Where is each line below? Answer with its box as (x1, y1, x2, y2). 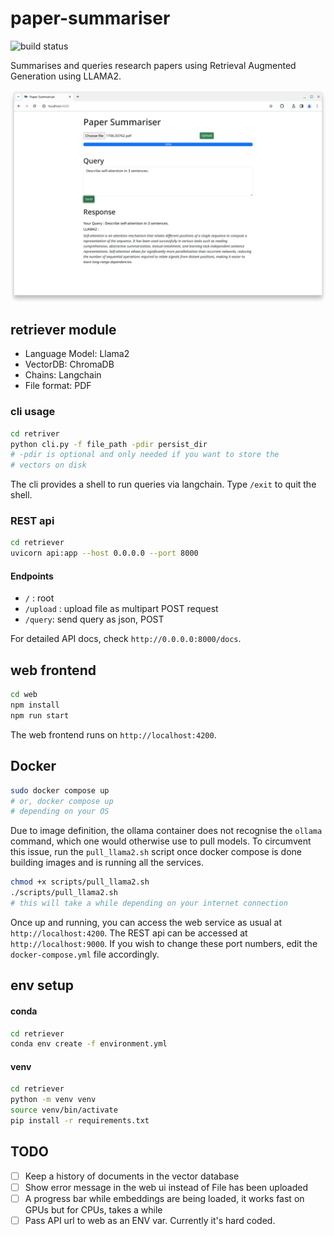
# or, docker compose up (10, 796, 114, 806)
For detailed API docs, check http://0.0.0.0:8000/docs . (10, 633, 242, 645)
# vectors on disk (10, 460, 87, 471)
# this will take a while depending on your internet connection (10, 898, 288, 909)
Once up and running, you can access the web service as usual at (10, 916, 282, 928)
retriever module (10, 321, 117, 338)
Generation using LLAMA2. (10, 70, 122, 82)
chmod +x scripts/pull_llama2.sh (10, 877, 150, 887)
